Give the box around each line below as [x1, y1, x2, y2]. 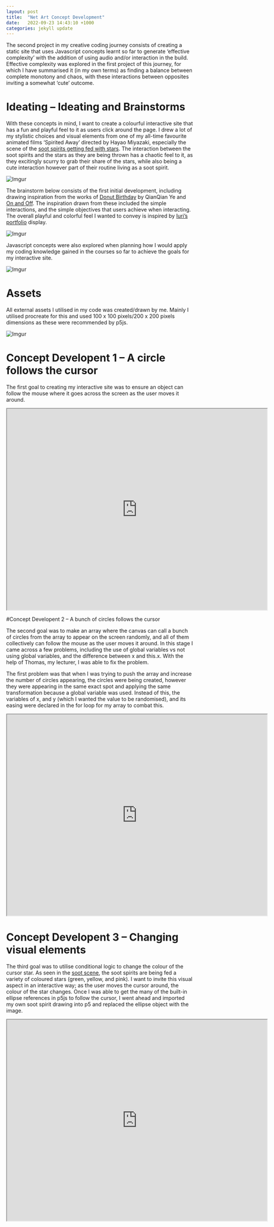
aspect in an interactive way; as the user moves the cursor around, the [6, 982, 179, 989]
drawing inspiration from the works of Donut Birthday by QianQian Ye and [6, 194, 186, 201]
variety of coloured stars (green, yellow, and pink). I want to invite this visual [6, 976, 193, 982]
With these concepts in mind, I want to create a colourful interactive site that [6, 120, 193, 127]
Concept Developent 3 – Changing [6, 930, 179, 944]
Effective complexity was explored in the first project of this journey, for [6, 61, 181, 68]
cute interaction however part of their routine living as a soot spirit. [6, 164, 169, 171]
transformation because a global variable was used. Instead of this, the [6, 689, 180, 696]
